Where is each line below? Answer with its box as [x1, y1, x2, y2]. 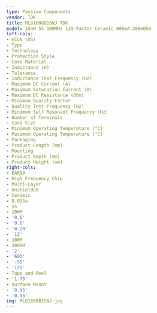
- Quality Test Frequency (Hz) [6, 103, 84, 110]
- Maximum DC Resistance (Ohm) [6, 92, 84, 98]
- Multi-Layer [6, 181, 42, 187]
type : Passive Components [6, 8, 71, 15]
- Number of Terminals [6, 114, 63, 120]
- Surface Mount [6, 281, 47, 287]
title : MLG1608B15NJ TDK [6, 20, 68, 26]
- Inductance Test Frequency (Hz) [6, 75, 93, 81]
